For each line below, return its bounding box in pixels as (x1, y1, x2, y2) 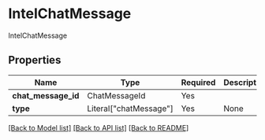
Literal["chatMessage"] (86, 103, 174, 114)
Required (181, 76, 216, 87)
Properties (8, 53, 62, 67)
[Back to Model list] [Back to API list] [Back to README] (8, 123, 189, 132)
